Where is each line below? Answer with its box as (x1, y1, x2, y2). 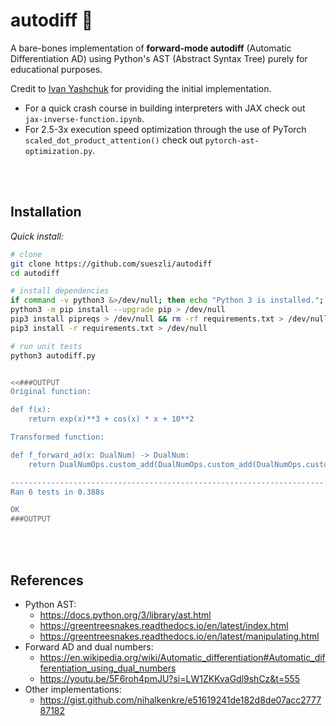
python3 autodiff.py (10, 350, 97, 361)
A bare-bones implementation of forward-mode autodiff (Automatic (10, 42, 292, 54)
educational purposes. (10, 63, 103, 75)
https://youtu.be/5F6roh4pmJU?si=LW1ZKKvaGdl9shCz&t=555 (39, 672, 301, 684)
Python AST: (24, 598, 77, 610)
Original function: (10, 387, 92, 397)
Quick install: (10, 230, 64, 242)
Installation (10, 204, 82, 221)
